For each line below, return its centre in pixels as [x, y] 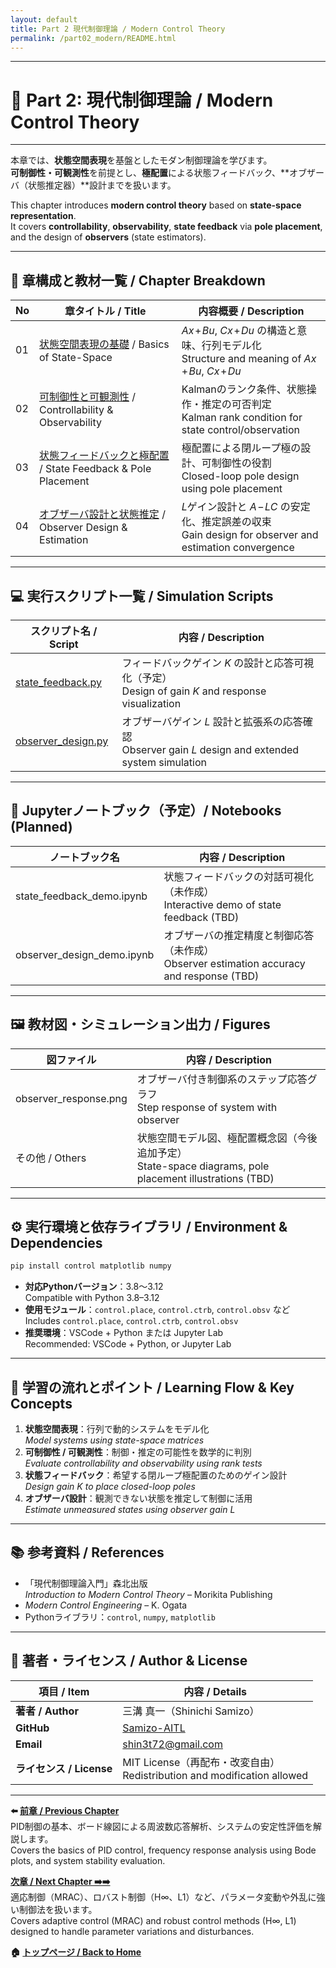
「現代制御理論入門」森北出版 [86, 1583]
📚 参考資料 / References [87, 1552]
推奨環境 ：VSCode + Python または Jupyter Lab [124, 1333]
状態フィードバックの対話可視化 [239, 876]
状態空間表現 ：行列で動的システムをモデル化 [117, 1429]
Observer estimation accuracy [234, 963]
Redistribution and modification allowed [215, 1775]
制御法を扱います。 [58, 1909]
